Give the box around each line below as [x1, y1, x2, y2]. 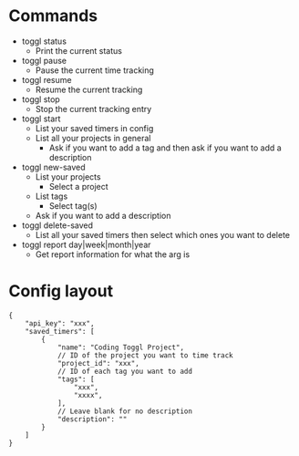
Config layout [8, 281, 114, 302]
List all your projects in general [35, 132, 151, 143]
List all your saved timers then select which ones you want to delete [35, 229, 291, 240]
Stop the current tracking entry [35, 103, 152, 114]
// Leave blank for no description [57, 407, 193, 416]
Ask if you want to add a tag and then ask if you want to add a [48, 142, 282, 153]
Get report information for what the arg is [35, 248, 191, 260]
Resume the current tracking [35, 84, 143, 95]
